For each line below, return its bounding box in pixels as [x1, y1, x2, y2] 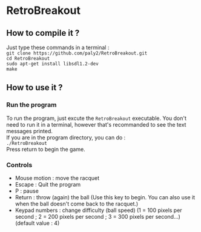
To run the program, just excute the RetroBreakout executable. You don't [6, 114, 186, 122]
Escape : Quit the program [15, 181, 81, 188]
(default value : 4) [15, 219, 60, 227]
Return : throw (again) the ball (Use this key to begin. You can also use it [15, 193, 196, 201]
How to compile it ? [6, 28, 80, 38]
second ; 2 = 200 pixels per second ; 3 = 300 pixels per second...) [15, 213, 180, 220]
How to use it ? [6, 82, 63, 93]
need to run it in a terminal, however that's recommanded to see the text [6, 121, 186, 128]
